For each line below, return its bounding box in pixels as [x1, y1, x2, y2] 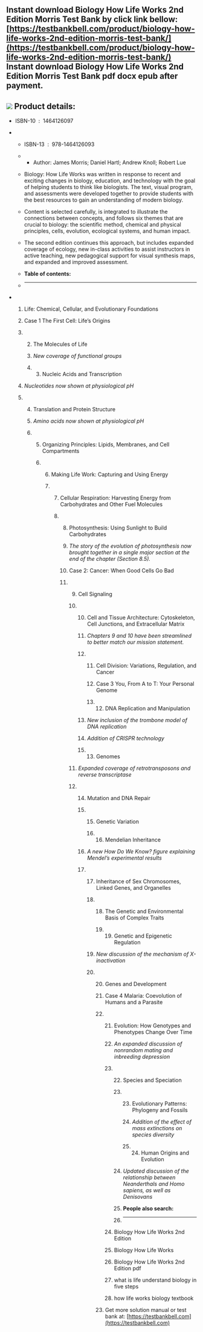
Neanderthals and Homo [123, 1181, 185, 1188]
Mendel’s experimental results [87, 854, 162, 862]
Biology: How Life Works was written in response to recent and [24, 171, 181, 178]
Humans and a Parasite [105, 999, 163, 1006]
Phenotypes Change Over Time [114, 1029, 193, 1036]
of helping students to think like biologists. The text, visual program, [24, 184, 193, 191]
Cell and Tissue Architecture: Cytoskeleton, [87, 614, 195, 621]
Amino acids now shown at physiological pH [33, 417, 144, 425]
